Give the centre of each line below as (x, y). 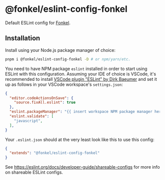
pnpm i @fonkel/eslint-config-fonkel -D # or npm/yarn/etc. (68, 59)
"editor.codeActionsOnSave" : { (41, 98)
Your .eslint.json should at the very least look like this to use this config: (80, 140)
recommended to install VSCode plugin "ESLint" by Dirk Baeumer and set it (81, 79)
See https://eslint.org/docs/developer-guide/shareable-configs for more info (82, 167)
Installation (23, 38)
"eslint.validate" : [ (32, 116)
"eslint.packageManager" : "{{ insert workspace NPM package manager (81, 112)
